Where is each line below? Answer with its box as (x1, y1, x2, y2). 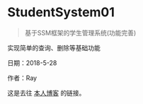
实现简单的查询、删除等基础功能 (7, 43, 101, 52)
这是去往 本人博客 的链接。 (7, 88, 86, 97)
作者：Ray (7, 74, 38, 82)
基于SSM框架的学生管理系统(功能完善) (24, 28, 137, 37)
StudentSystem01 (7, 4, 115, 21)
